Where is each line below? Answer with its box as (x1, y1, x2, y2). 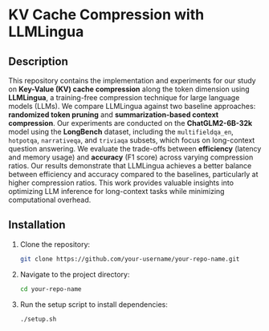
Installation (8, 218, 66, 232)
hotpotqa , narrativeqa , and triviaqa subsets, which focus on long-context (8, 135, 255, 145)
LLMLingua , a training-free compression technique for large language (8, 93, 240, 102)
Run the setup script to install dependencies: (19, 299, 169, 309)
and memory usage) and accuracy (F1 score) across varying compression (8, 152, 254, 162)
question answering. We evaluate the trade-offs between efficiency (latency (8, 144, 262, 153)
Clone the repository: (19, 239, 91, 249)
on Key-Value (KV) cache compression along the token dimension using (8, 84, 251, 94)
